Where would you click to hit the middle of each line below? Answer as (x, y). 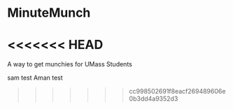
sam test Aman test (35, 78)
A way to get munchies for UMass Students (70, 64)
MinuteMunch (49, 13)
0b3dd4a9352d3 (154, 99)
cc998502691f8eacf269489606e (177, 92)
